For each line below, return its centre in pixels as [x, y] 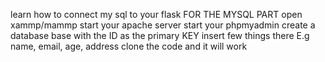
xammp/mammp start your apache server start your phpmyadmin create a [163, 25]
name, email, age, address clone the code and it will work [129, 46]
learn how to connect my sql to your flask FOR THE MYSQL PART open [156, 14]
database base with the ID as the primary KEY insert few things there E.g [160, 35]
